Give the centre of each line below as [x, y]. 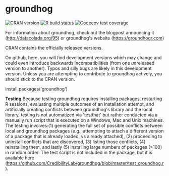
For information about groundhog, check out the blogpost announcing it [80, 32]
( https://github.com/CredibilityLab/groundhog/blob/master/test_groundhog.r [84, 163]
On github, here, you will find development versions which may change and [83, 57]
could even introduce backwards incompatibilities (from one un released [80, 63]
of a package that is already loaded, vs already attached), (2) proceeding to [84, 136]
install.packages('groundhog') [37, 89]
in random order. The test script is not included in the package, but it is [79, 152]
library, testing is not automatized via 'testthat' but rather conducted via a [81, 115]
